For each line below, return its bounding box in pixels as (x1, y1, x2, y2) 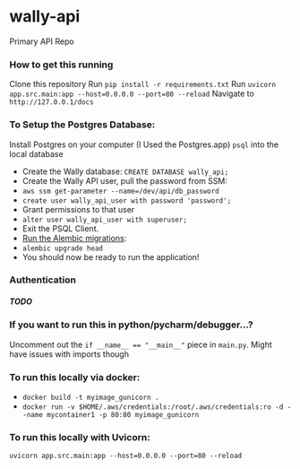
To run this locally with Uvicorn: (9, 431, 150, 444)
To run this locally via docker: (9, 370, 141, 383)
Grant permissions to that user (21, 204, 135, 214)
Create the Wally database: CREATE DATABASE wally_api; (21, 166, 229, 177)
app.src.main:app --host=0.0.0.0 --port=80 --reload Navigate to (9, 88, 255, 100)
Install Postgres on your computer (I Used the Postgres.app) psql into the (9, 139, 279, 150)
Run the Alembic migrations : (21, 232, 127, 243)
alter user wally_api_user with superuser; (21, 215, 188, 224)
